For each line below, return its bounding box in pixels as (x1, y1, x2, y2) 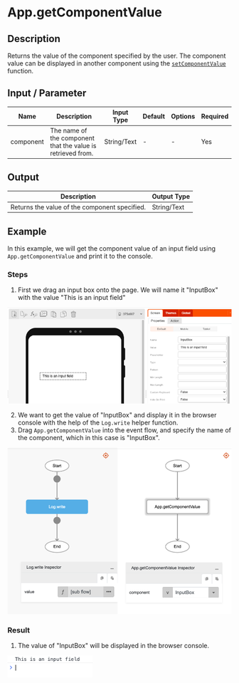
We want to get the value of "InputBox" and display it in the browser (17, 410, 217, 419)
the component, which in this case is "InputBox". (17, 433, 160, 442)
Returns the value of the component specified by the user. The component (7, 51, 226, 60)
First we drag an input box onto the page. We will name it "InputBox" (17, 286, 218, 294)
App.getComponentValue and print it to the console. (7, 251, 153, 260)
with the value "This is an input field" (17, 293, 126, 302)
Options (171, 112, 196, 120)
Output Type (152, 192, 191, 201)
